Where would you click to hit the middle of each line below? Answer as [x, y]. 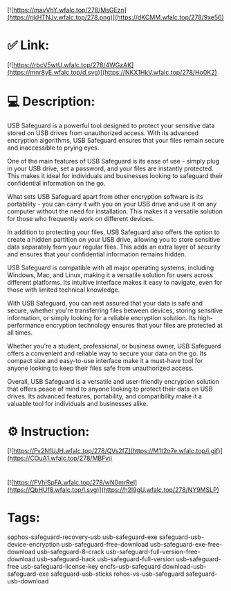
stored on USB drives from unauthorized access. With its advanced [103, 133]
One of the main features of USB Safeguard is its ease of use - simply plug [113, 161]
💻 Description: [51, 102]
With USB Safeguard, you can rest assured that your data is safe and [105, 303]
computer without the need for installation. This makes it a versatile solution [115, 211]
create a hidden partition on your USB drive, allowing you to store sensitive [114, 239]
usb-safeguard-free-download [105, 544]
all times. [20, 333]
